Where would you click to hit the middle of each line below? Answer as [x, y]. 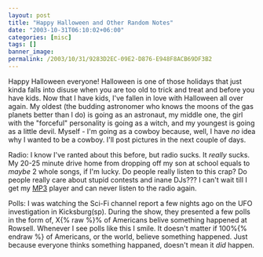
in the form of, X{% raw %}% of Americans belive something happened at [128, 219]
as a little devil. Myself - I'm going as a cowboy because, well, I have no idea [132, 131]
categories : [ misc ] [40, 37]
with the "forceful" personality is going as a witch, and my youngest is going [131, 123]
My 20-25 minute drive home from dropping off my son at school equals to [129, 163]
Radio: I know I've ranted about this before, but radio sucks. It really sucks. [129, 154]
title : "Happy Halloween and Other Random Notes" [91, 23]
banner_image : [31, 52]
